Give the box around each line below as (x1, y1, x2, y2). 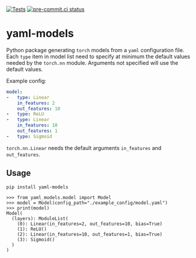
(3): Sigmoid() (17, 236, 55, 242)
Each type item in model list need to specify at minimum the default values (6, 53, 191, 60)
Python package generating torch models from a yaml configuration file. (6, 46, 185, 53)
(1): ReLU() (17, 226, 47, 232)
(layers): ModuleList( (11, 215, 69, 221)
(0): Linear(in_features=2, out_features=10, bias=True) (17, 221, 163, 227)
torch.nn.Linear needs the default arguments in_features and (6, 144, 162, 151)
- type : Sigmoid (6, 133, 52, 139)
